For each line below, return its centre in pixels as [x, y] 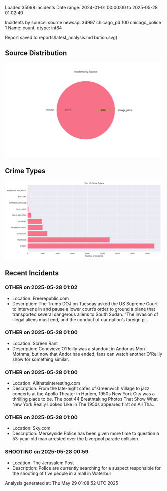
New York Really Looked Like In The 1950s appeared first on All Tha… [84, 404]
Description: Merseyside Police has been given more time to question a [85, 434]
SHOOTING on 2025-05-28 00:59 [47, 452]
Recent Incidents [32, 273]
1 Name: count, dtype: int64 [34, 28]
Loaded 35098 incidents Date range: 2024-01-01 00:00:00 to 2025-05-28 [82, 7]
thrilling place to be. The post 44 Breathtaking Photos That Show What [85, 399]
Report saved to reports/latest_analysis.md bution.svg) [61, 37]
